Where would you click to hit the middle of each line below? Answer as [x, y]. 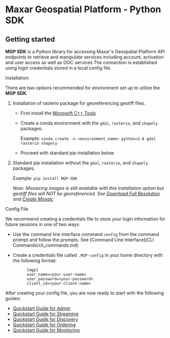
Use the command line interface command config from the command [86, 234]
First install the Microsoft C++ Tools [58, 113]
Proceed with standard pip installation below [67, 153]
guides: [13, 298]
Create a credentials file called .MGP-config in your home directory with [88, 255]
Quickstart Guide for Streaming [46, 314]
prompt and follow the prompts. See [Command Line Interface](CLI [83, 240]
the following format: [35, 261]
